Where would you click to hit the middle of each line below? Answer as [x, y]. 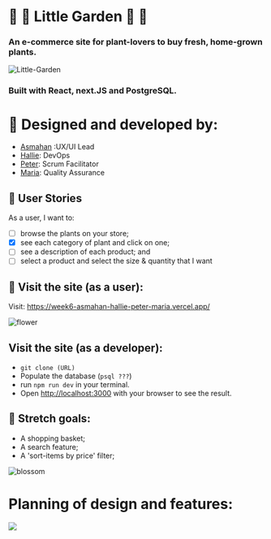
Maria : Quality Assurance [62, 173]
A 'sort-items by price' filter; [67, 455]
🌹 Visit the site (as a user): [76, 287]
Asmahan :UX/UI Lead [57, 147]
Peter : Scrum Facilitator [59, 164]
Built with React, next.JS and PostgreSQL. [92, 91]
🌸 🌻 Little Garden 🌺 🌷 [78, 17]
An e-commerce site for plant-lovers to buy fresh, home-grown [135, 42]
